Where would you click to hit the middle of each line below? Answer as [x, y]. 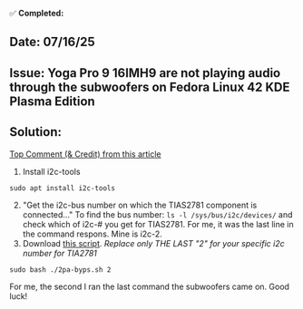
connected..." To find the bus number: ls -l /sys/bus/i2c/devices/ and [157, 214]
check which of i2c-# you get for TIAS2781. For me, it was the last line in [158, 224]
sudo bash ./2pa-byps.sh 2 [60, 270]
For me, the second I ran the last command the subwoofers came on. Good [150, 286]
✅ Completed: [37, 13]
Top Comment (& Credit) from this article [85, 154]
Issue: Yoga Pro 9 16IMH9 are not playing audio [145, 73]
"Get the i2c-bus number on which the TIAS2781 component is [140, 205]
